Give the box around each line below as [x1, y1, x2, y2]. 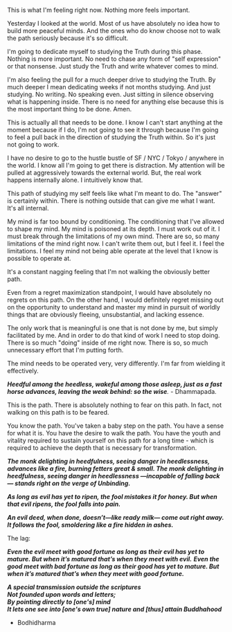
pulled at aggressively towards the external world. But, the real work [7, 169, 202, 177]
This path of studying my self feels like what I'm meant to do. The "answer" [7, 190, 222, 197]
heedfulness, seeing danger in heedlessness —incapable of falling [7, 472, 204, 480]
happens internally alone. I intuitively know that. [7, 176, 143, 184]
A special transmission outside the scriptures [7, 583, 141, 591]
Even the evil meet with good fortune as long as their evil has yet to [7, 548, 205, 556]
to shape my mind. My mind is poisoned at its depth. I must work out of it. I [7, 225, 220, 233]
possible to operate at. [7, 254, 71, 262]
